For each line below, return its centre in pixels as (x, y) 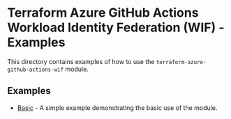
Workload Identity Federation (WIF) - (116, 27)
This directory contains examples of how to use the (81, 61)
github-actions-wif (36, 70)
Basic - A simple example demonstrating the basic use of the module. (117, 108)
